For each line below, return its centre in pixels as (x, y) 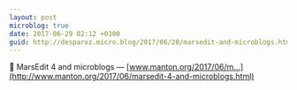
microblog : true (39, 26)
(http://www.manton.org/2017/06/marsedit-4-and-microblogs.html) (132, 77)
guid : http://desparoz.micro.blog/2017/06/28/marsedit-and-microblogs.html (152, 42)
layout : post (33, 17)
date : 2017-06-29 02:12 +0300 (65, 34)
